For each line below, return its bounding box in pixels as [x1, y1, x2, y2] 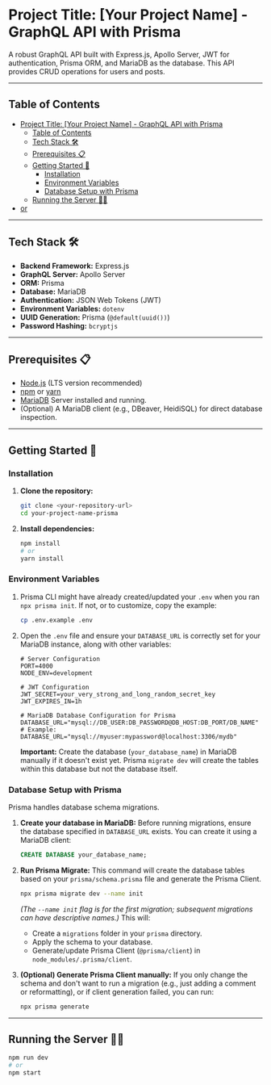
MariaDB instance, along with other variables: [19, 639, 172, 649]
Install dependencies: [19, 523, 95, 534]
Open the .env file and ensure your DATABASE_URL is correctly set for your [19, 630, 261, 640]
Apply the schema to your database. [31, 936, 153, 946]
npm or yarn [19, 387, 61, 396]
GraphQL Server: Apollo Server [19, 269, 126, 279]
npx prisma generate [19, 1003, 90, 1011]
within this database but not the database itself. [19, 764, 178, 773]
